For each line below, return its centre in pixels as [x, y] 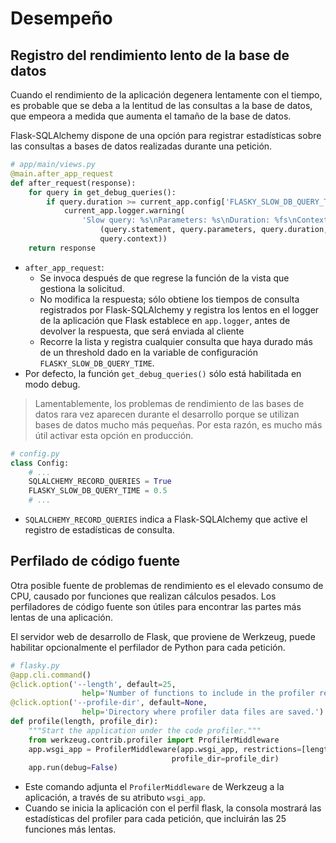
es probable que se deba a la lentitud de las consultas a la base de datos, [161, 105]
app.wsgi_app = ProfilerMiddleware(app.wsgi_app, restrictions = [165, 749]
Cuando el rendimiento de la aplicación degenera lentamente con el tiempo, [166, 95]
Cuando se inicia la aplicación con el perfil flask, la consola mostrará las [173, 808]
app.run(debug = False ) [73, 768]
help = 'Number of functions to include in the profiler [198, 693]
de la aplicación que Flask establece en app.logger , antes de [165, 320]
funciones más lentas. [70, 829]
